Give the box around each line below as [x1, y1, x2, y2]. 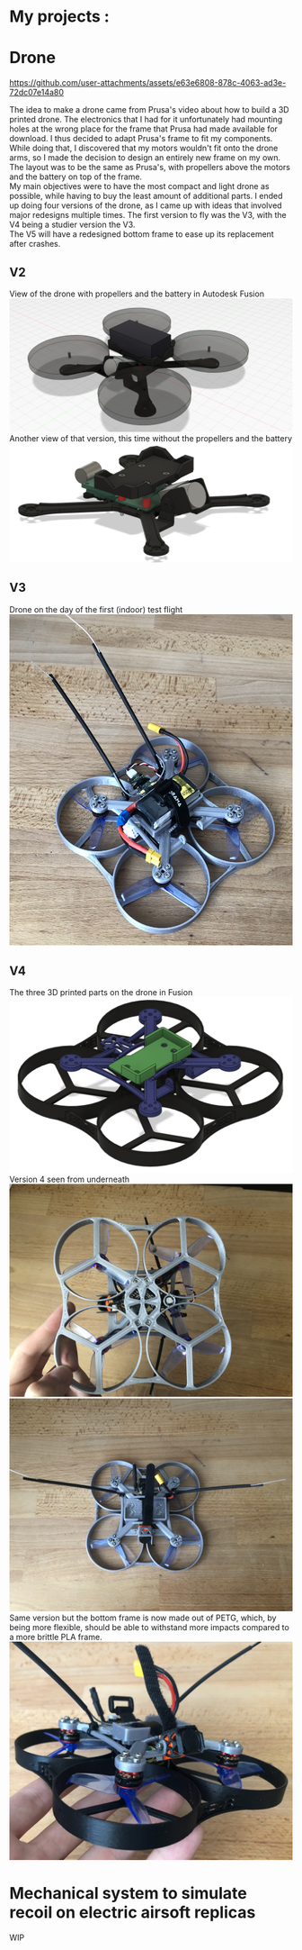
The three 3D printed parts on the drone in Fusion [9, 987, 193, 998]
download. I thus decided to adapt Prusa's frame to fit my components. [9, 133, 273, 144]
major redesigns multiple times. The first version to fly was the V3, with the [9, 210, 287, 221]
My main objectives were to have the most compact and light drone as [9, 181, 270, 192]
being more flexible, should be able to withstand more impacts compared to [9, 1622, 289, 1633]
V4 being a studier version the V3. [9, 219, 136, 231]
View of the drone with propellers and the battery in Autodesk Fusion [9, 288, 265, 299]
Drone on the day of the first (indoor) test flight [9, 603, 183, 614]
